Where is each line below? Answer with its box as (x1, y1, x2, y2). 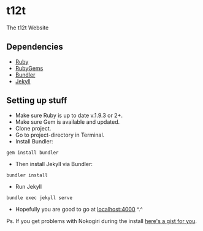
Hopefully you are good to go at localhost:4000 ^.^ (15, 205, 143, 213)
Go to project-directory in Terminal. (15, 131, 105, 138)
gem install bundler (6, 150, 59, 156)
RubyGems (15, 64, 44, 72)
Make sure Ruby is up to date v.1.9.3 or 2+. (15, 112, 123, 119)
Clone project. (15, 124, 52, 132)
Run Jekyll (15, 183, 42, 190)
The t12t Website (6, 24, 49, 31)
